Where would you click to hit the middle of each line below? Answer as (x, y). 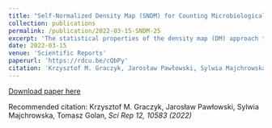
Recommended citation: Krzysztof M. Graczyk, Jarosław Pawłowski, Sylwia (134, 106)
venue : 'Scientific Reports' (57, 53)
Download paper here (45, 91)
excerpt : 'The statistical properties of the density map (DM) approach (134, 38)
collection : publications (52, 23)
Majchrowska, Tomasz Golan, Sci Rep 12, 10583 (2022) (100, 115)
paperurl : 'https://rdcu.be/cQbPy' (68, 61)
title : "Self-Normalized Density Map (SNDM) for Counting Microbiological (137, 16)
